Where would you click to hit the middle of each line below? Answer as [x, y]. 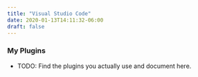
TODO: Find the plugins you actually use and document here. [104, 66]
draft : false [26, 26]
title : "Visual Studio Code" [49, 14]
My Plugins [27, 51]
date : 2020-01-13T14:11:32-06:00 [55, 20]
